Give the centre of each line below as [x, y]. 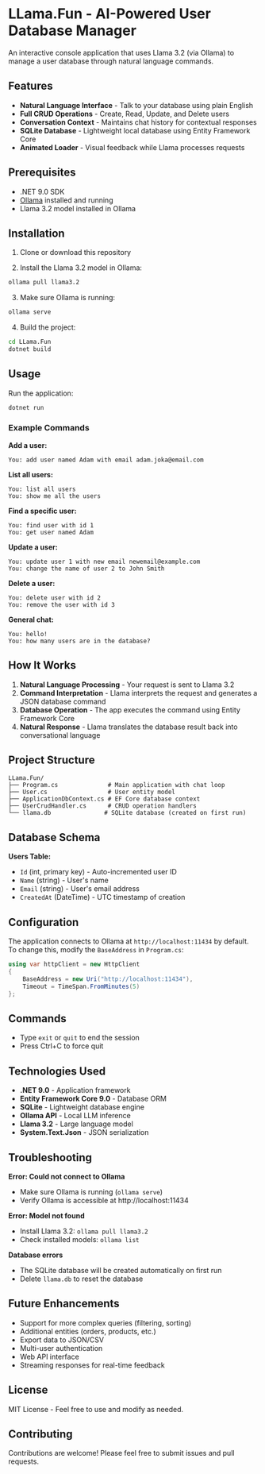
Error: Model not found [46, 1215]
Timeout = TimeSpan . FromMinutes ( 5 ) [81, 986]
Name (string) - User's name [64, 880]
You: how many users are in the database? [79, 641]
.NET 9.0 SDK [42, 191]
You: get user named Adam [51, 532]
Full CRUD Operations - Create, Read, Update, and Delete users [125, 114]
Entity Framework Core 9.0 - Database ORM [93, 1099]
